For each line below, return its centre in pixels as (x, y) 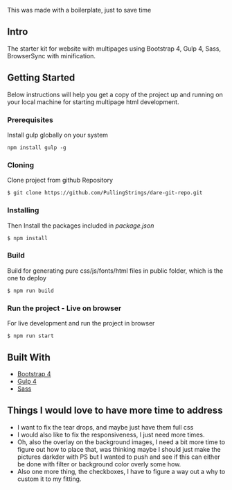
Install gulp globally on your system (58, 135)
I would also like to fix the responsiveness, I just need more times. (111, 434)
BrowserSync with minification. (51, 56)
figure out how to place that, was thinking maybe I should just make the (119, 449)
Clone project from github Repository (60, 180)
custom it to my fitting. (49, 479)
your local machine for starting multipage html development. (93, 102)
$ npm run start (30, 336)
